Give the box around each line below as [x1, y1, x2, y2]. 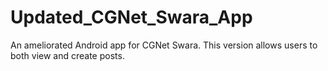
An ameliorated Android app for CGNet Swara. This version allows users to [10, 39, 318, 51]
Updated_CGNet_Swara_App [10, 6, 253, 29]
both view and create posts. [10, 49, 125, 61]
